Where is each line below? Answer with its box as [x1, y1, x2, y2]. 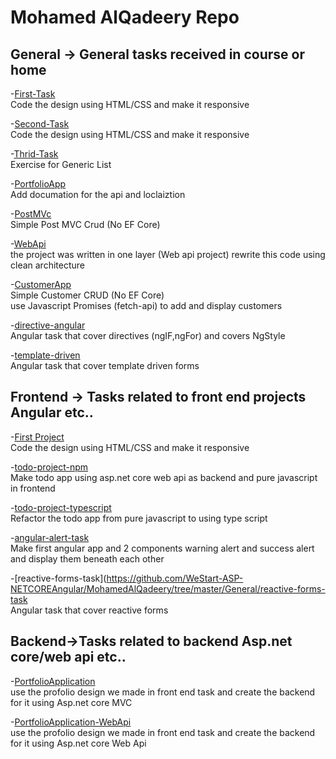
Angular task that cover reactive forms [10, 604, 169, 616]
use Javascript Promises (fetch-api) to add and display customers [10, 300, 283, 311]
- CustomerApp [10, 279, 72, 290]
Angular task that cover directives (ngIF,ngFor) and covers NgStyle [10, 330, 286, 341]
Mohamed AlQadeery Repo [10, 6, 240, 29]
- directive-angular [10, 319, 86, 331]
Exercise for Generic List [10, 159, 112, 170]
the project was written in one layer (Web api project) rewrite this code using [10, 249, 326, 260]
